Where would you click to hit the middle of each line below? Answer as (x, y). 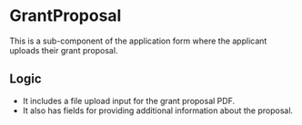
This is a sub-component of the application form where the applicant (138, 41)
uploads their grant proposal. (64, 50)
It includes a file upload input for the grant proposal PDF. (128, 101)
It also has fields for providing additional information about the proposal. (158, 111)
